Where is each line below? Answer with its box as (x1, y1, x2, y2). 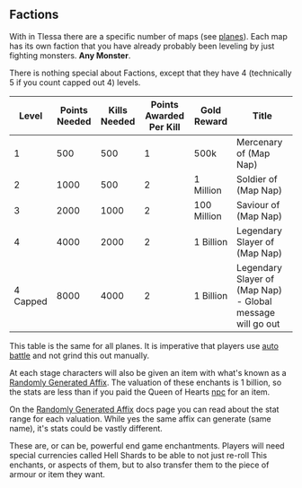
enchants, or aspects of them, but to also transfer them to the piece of (9, 459, 270, 470)
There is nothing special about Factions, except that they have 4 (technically (9, 67, 292, 78)
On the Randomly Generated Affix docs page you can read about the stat (9, 404, 280, 414)
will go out (236, 318, 280, 330)
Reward (194, 115, 227, 127)
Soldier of (236, 172, 278, 185)
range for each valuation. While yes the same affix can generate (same (9, 413, 271, 424)
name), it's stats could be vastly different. (9, 423, 164, 433)
